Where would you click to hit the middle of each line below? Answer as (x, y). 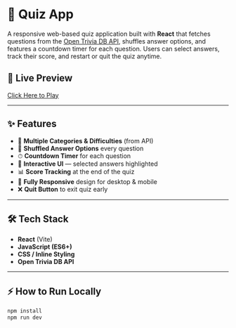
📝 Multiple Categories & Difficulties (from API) (85, 140)
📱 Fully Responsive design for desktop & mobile (87, 181)
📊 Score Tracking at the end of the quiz (76, 171)
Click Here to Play (33, 95)
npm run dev (25, 318)
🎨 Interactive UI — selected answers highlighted (87, 164)
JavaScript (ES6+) (45, 247)
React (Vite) (35, 240)
